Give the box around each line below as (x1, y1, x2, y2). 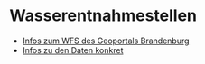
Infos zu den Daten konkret (22, 44, 124, 55)
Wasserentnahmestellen (9, 5, 197, 26)
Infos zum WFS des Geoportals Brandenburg (22, 35, 190, 46)
